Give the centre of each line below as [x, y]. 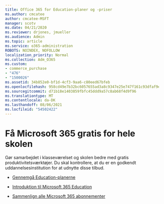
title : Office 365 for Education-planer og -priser [59, 10]
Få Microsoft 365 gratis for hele [70, 133]
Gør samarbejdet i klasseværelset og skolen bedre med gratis [67, 157]
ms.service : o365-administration [39, 46]
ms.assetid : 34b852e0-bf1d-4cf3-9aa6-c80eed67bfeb [58, 82]
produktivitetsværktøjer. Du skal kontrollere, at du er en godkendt [71, 163]
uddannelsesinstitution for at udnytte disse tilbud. [55, 168]
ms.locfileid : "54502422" [31, 110]
